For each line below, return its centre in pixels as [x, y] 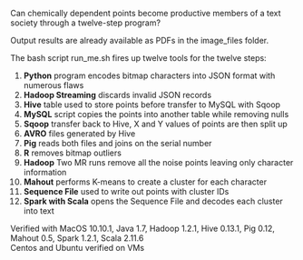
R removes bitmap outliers [72, 153]
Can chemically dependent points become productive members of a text [146, 13]
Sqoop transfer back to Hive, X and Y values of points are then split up [156, 124]
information [45, 172]
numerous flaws [54, 85]
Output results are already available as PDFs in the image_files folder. [140, 40]
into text [39, 211]
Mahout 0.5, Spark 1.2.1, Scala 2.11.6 [77, 238]
